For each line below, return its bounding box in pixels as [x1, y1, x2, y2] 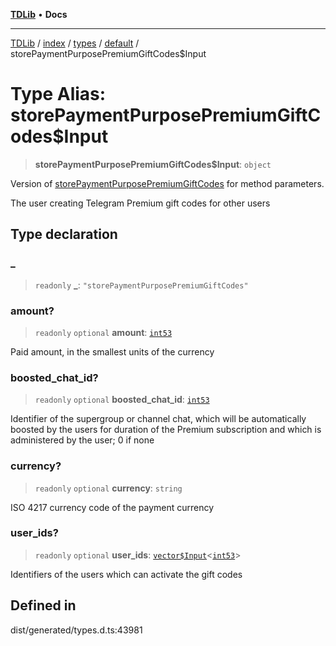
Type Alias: [10, 83, 107, 106]
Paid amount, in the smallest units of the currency [10, 345, 215, 358]
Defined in [10, 597, 77, 614]
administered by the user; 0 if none [10, 434, 155, 446]
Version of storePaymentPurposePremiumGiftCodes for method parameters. [10, 177, 325, 189]
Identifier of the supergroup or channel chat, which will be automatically [10, 413, 307, 425]
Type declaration [10, 226, 118, 243]
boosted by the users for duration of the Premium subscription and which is [10, 424, 322, 436]
